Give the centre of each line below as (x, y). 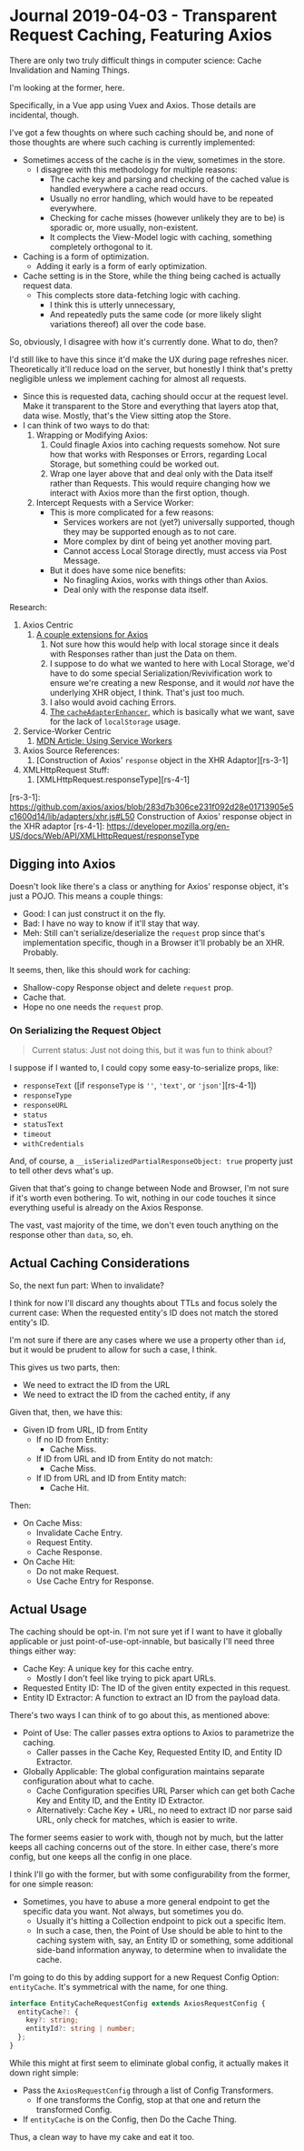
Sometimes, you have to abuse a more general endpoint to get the (146, 1901)
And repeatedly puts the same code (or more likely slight (156, 314)
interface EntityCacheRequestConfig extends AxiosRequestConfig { (137, 2003)
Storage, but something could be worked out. (134, 464)
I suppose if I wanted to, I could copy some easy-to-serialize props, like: (144, 1068)
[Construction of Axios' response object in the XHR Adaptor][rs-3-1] (162, 759)
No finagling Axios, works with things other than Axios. (166, 579)
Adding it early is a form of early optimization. (122, 266)
